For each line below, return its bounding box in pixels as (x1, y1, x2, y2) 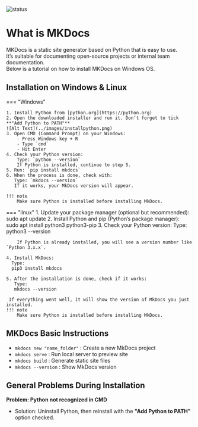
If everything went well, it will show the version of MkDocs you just (8, 297, 190, 303)
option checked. (14, 414, 55, 421)
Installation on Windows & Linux (6, 82, 127, 92)
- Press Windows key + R (17, 136, 78, 142)
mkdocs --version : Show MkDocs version (14, 363, 117, 370)
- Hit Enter (17, 146, 46, 152)
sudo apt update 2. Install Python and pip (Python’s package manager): (6, 215, 180, 222)
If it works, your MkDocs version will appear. (14, 182, 134, 189)
